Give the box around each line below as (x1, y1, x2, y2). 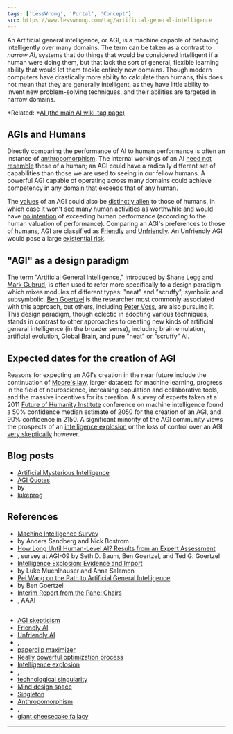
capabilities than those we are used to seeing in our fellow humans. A (7, 169, 206, 177)
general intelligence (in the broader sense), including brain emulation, (7, 325, 206, 333)
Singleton (17, 689, 45, 698)
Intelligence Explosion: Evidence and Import (17, 559, 144, 567)
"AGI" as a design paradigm (7, 255, 130, 266)
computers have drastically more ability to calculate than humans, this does (7, 72, 223, 81)
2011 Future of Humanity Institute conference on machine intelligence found (7, 400, 223, 408)
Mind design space (17, 683, 73, 691)
